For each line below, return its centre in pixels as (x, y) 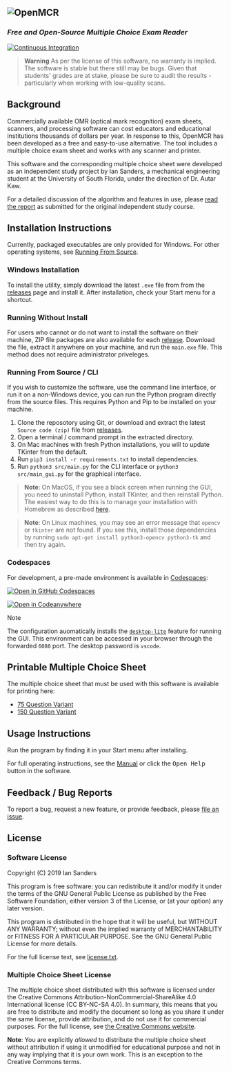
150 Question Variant (47, 712)
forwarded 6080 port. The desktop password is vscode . (84, 645)
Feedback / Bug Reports (60, 793)
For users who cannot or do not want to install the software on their (103, 332)
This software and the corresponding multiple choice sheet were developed (115, 163)
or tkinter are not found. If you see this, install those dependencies (120, 530)
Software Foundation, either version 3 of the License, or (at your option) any (115, 901)
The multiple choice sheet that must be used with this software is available (113, 684)
